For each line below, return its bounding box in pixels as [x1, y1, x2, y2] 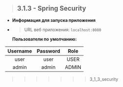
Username [7, 48, 33, 54]
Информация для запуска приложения [12, 17, 96, 23]
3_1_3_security [89, 76, 118, 82]
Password [36, 48, 60, 54]
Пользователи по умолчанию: [12, 36, 77, 42]
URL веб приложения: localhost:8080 [24, 27, 102, 33]
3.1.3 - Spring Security [17, 4, 87, 13]
